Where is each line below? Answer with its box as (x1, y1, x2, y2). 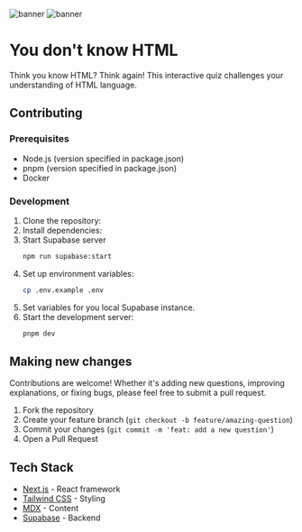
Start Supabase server (22, 234, 106, 245)
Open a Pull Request (22, 434, 99, 445)
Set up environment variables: (22, 268, 134, 279)
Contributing (9, 105, 83, 121)
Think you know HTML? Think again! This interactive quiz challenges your (9, 69, 284, 80)
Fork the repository (22, 405, 95, 416)
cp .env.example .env (22, 285, 104, 295)
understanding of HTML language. (9, 79, 137, 90)
